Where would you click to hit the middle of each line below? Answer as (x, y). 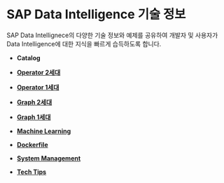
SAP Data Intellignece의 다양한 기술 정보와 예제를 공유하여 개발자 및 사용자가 (112, 35)
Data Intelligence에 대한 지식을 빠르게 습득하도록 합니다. (84, 43)
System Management (49, 158)
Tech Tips (31, 172)
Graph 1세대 (34, 117)
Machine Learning (44, 131)
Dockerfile (32, 144)
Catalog (28, 57)
